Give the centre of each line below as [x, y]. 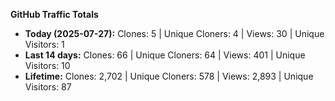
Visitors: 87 [48, 87]
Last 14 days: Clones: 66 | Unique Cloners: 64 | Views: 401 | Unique [165, 55]
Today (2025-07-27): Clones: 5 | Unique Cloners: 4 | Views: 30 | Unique [174, 33]
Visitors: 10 [47, 65]
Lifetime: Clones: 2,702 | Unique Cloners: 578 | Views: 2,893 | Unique [169, 76]
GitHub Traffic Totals [54, 14]
